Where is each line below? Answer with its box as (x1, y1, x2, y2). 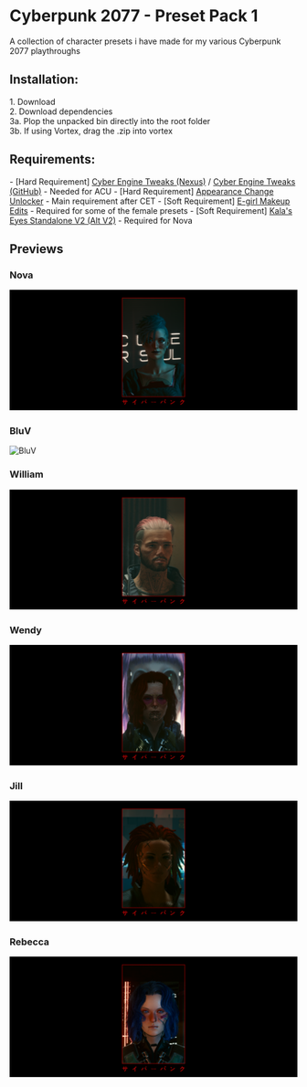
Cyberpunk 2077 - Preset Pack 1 (9, 5, 259, 26)
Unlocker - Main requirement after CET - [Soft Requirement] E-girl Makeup (9, 195, 291, 206)
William (9, 468, 44, 480)
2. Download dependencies (9, 106, 113, 117)
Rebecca (9, 935, 50, 948)
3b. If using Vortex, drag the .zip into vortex (9, 125, 174, 136)
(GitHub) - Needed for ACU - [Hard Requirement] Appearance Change (9, 185, 274, 196)
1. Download (9, 96, 56, 107)
